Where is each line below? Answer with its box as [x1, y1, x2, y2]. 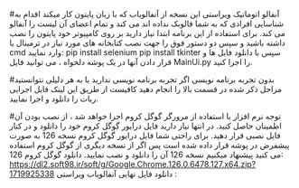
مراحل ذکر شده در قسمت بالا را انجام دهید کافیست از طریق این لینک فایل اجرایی [9, 84, 283, 94]
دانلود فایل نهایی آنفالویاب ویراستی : [56, 168, 178, 179]
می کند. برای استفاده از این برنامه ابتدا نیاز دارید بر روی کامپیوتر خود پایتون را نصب [9, 28, 286, 38]
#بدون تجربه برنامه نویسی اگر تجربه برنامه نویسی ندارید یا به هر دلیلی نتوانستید [9, 74, 275, 85]
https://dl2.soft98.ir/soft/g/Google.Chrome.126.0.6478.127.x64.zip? [9, 159, 257, 169]
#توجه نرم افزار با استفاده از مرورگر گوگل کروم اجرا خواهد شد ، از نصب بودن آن [9, 111, 282, 121]
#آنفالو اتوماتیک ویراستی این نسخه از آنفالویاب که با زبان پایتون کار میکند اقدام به [9, 9, 280, 19]
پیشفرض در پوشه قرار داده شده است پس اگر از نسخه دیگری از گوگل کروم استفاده [9, 140, 290, 150]
